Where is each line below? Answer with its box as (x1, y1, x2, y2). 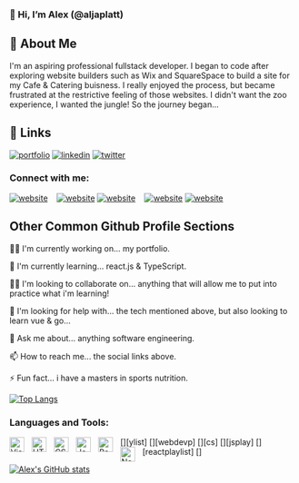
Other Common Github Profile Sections (9, 219, 234, 234)
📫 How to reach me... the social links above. (9, 350, 177, 361)
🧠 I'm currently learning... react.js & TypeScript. (9, 261, 187, 271)
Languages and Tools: (9, 416, 109, 429)
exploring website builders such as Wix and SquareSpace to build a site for (9, 70, 291, 81)
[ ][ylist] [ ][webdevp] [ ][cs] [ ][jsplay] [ (120, 436, 259, 448)
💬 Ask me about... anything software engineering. (9, 332, 195, 343)
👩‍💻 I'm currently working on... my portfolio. (9, 242, 171, 253)
